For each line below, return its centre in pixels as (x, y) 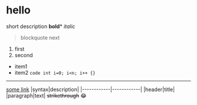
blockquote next (40, 37)
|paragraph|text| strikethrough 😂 (46, 95)
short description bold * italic (41, 26)
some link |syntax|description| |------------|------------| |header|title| (90, 89)
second (24, 55)
